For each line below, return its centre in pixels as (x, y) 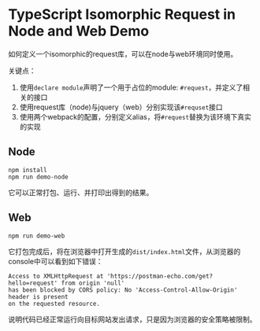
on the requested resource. (54, 303)
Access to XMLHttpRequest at (56, 276)
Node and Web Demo (79, 31)
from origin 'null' (93, 283)
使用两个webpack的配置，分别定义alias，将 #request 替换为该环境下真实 (136, 116)
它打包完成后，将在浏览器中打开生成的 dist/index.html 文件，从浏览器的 (124, 251)
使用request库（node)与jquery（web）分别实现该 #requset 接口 (121, 107)
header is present (38, 296)
